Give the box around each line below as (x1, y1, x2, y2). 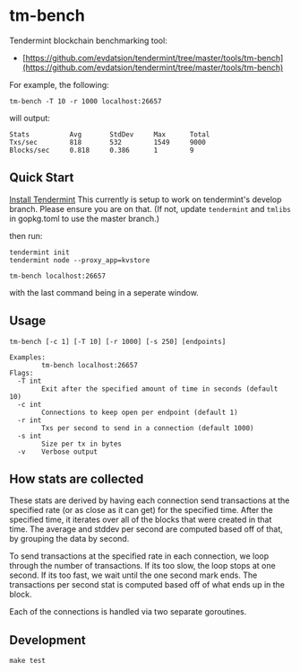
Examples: (9, 352, 47, 362)
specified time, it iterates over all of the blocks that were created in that (9, 514, 272, 526)
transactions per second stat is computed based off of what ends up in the (9, 579, 285, 590)
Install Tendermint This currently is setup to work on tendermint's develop (9, 194, 282, 205)
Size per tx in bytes (41, 439, 123, 448)
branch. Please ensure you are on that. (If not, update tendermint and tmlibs (9, 203, 291, 214)
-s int (17, 431, 42, 440)
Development (9, 632, 87, 648)
